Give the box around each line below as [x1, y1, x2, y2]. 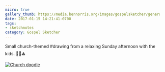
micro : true [5, 7, 29, 12]
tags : [5, 21, 16, 26]
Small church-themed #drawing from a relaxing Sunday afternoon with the [5, 44, 156, 49]
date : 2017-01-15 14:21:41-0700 [5, 16, 71, 21]
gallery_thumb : [5, 12, 36, 17]
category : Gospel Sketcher [5, 30, 60, 35]
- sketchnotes [5, 25, 34, 30]
